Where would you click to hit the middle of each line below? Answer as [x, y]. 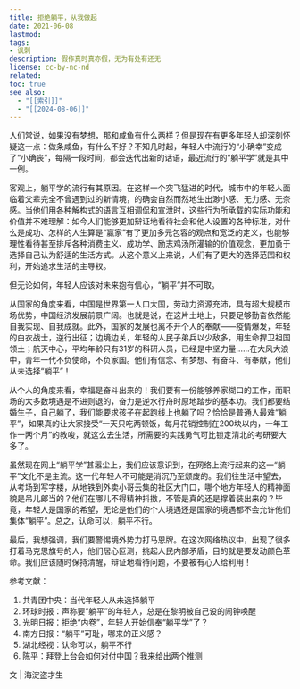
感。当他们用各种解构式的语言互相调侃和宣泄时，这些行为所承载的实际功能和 [150, 210]
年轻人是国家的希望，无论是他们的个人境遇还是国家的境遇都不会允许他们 [158, 509]
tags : [19, 42]
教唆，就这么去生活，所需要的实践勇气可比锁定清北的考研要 [169, 435]
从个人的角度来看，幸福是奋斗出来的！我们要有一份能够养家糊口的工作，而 [146, 391]
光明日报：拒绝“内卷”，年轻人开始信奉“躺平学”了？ [115, 623]
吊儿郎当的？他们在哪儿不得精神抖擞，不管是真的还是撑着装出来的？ [150, 499]
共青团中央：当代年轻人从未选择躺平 [89, 601]
